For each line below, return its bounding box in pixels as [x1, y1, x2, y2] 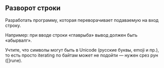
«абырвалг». [5, 37, 32, 43]
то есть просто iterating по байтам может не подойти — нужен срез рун [5, 52, 158, 58]
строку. [5, 22, 21, 28]
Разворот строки [5, 4, 61, 12]
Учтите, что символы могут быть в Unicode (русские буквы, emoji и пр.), [5, 47, 159, 53]
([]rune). [5, 57, 22, 64]
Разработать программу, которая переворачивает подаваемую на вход [5, 17, 159, 23]
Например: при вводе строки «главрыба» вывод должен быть [5, 32, 138, 38]
